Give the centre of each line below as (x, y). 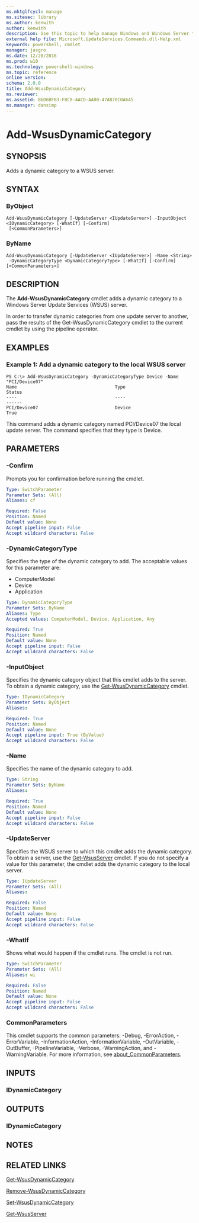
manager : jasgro (26, 50)
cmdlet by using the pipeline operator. (52, 329)
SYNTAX (23, 189)
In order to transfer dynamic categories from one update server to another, (97, 316)
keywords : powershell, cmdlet (44, 45)
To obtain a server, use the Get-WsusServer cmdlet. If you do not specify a (97, 858)
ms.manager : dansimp (32, 105)
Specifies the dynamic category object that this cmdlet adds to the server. (97, 680)
